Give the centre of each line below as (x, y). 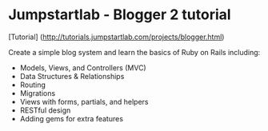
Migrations (38, 93)
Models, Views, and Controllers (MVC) (83, 67)
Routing (33, 85)
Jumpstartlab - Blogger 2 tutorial (120, 15)
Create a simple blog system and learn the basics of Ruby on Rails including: (134, 52)
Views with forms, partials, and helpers (84, 101)
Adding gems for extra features (72, 118)
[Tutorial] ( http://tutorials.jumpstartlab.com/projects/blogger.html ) (116, 37)
